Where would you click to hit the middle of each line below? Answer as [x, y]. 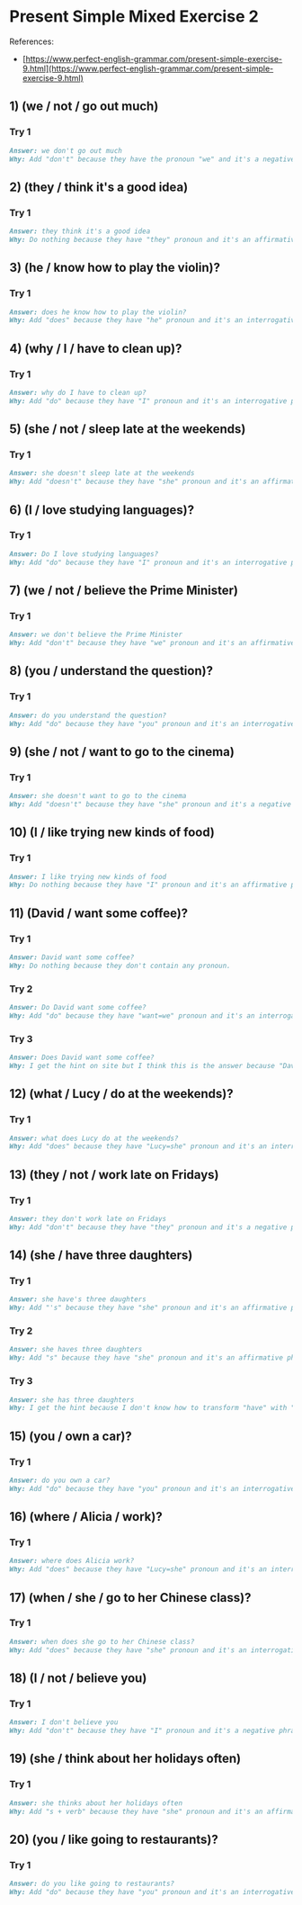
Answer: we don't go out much [66, 150]
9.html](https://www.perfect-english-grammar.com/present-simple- [148, 68]
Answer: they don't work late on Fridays [88, 1218]
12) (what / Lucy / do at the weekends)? [121, 1094]
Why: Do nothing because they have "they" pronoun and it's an [130, 239]
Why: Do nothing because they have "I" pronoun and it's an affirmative [148, 885]
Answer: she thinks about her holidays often [96, 1803]
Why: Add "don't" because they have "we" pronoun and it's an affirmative [152, 643]
